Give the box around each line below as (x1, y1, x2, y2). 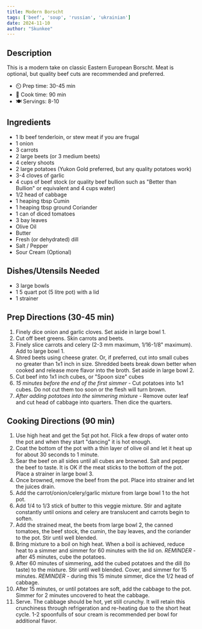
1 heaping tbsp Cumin (15, 197, 70, 205)
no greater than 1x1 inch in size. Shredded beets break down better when (15, 360, 197, 367)
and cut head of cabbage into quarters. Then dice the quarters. (15, 398, 173, 406)
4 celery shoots (15, 159, 55, 166)
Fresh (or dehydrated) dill (15, 235, 79, 243)
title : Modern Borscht (7, 8, 64, 15)
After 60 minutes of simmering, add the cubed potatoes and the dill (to (15, 560, 191, 567)
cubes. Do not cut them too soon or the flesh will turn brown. (15, 386, 167, 393)
